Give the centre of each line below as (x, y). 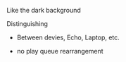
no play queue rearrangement (60, 51)
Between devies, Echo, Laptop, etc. (68, 37)
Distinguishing (27, 24)
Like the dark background (44, 10)
